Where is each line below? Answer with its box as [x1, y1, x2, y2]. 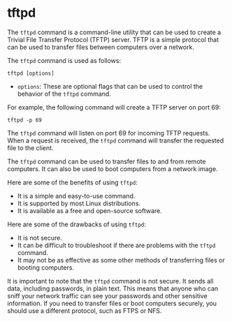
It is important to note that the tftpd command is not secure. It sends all [7, 277, 214, 285]
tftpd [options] [7, 70, 55, 77]
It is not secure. [17, 233, 63, 242]
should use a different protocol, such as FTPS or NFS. [7, 306, 162, 315]
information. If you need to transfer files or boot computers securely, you [7, 299, 217, 307]
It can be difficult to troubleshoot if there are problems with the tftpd [17, 241, 216, 249]
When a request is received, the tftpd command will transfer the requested [7, 136, 224, 145]
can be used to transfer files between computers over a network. [7, 43, 194, 51]
